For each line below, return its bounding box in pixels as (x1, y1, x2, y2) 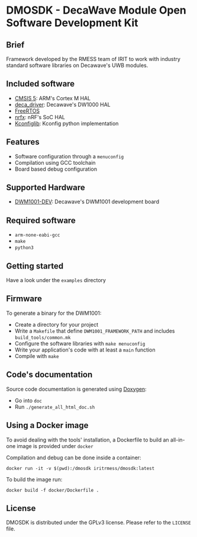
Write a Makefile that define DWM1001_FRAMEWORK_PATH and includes (14, 327, 175, 334)
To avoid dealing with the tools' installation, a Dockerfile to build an (6, 436, 170, 443)
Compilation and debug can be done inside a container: (6, 454, 141, 461)
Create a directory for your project (14, 321, 99, 328)
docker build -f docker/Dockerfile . (6, 487, 99, 493)
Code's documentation (6, 370, 93, 380)
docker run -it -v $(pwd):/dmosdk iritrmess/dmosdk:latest (6, 465, 155, 471)
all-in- (170, 436, 185, 443)
